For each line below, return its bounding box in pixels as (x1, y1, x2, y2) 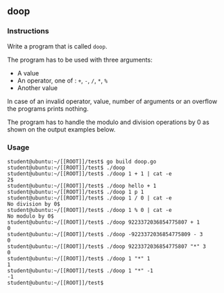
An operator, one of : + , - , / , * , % (17, 76, 108, 85)
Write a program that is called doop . (7, 42, 107, 51)
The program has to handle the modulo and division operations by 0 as (7, 118, 209, 126)
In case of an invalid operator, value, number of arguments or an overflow (7, 97, 218, 105)
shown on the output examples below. (7, 125, 116, 134)
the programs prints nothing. (7, 104, 89, 113)
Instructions (7, 26, 50, 36)
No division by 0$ (7, 200, 60, 207)
